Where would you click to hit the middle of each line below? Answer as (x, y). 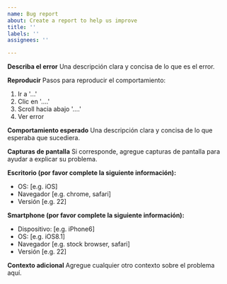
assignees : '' (28, 40)
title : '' (22, 27)
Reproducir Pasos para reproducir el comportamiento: (87, 80)
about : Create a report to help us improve (72, 21)
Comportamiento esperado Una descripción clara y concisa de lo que (110, 130)
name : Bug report (33, 14)
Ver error (31, 117)
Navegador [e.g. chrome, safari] (64, 194)
